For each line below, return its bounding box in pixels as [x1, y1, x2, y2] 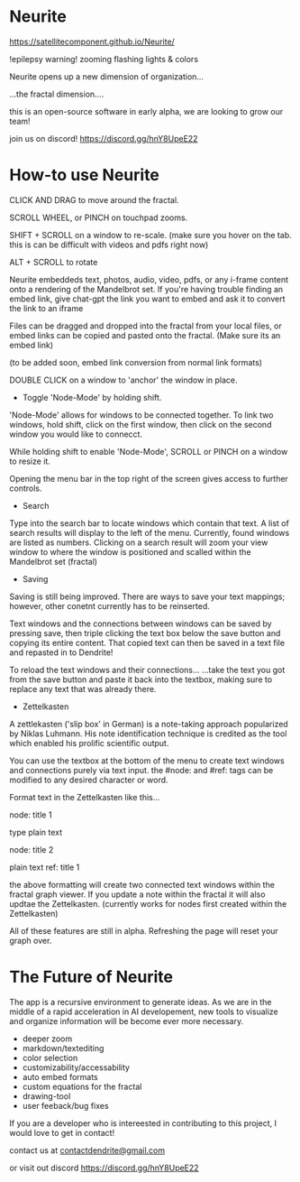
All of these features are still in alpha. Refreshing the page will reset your [9, 925, 279, 936]
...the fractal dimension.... [9, 88, 105, 99]
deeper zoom [22, 1033, 73, 1044]
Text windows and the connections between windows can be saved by [9, 618, 272, 629]
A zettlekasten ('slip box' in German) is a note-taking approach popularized [9, 718, 288, 729]
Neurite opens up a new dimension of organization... [9, 70, 205, 82]
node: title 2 [9, 844, 54, 854]
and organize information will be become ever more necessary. [9, 1015, 244, 1026]
